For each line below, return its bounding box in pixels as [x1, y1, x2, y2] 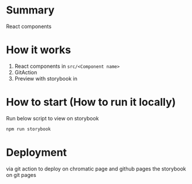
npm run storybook [6, 126, 51, 132]
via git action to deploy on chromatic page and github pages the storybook [6, 165, 186, 172]
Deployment [6, 145, 67, 159]
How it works [6, 43, 71, 57]
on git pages [6, 171, 36, 178]
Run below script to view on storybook [6, 114, 100, 121]
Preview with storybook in [14, 75, 78, 82]
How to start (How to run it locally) [6, 96, 176, 109]
